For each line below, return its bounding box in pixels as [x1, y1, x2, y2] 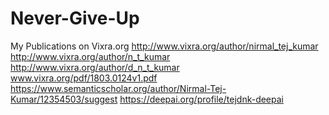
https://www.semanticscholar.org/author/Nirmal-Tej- [10, 82, 227, 94]
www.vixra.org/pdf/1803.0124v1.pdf [10, 72, 158, 84]
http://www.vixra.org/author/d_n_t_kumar [10, 61, 180, 73]
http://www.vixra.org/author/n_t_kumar [10, 50, 171, 62]
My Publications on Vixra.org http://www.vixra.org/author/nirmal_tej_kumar [10, 40, 319, 52]
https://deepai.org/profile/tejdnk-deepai [119, 93, 284, 105]
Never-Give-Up [10, 7, 140, 30]
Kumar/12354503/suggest [10, 93, 118, 105]
